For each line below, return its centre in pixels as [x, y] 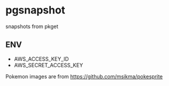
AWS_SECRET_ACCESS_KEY [48, 65]
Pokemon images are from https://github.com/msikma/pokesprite [84, 76]
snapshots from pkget [32, 26]
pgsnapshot [35, 10]
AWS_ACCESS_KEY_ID [41, 59]
